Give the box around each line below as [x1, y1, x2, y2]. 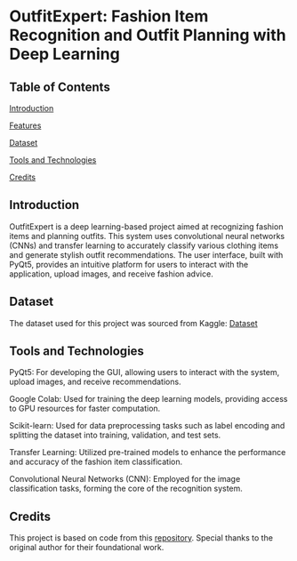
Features [9, 120, 42, 131]
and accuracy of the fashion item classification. [9, 456, 183, 468]
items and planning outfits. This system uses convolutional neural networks [9, 230, 285, 241]
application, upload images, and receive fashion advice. [9, 268, 213, 279]
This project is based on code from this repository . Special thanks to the [9, 533, 274, 543]
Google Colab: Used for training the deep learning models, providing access [9, 394, 288, 405]
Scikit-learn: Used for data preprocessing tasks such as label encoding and [9, 421, 285, 431]
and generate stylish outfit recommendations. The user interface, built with [9, 249, 284, 260]
